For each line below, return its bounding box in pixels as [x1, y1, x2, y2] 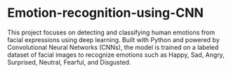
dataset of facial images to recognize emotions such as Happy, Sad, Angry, [7, 51, 225, 59]
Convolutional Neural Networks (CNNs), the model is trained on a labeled [7, 43, 219, 51]
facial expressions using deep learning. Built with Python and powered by [7, 35, 220, 44]
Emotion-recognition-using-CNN [7, 5, 204, 21]
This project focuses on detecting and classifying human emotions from [7, 28, 216, 36]
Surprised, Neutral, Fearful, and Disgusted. [7, 58, 131, 66]
